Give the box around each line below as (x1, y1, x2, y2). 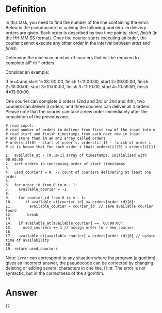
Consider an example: (5, 69, 49, 75)
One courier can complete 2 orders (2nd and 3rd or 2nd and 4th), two (5, 98, 145, 104)
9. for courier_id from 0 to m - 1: (5, 195, 86, 200)
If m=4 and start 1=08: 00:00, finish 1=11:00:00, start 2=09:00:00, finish (5, 79, 148, 84)
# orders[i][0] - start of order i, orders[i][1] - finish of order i (5, 140, 151, 145)
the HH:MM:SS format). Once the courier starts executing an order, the (5, 35, 147, 41)
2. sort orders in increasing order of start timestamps (5, 161, 125, 166)
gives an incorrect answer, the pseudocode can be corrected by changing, (5, 260, 155, 265)
